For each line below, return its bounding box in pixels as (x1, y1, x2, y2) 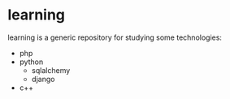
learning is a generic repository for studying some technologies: (7, 32, 223, 42)
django (31, 74, 55, 84)
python (19, 57, 44, 67)
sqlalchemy (31, 65, 71, 75)
